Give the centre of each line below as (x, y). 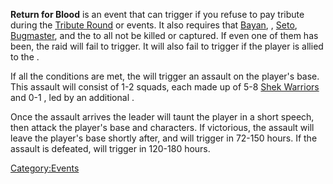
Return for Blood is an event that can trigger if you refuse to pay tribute (157, 14)
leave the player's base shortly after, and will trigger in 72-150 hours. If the (164, 138)
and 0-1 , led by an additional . (72, 97)
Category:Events (45, 168)
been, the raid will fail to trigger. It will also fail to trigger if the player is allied (167, 46)
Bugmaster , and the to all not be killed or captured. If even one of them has (164, 35)
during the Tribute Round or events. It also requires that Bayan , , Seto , (154, 25)
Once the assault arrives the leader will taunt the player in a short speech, (162, 117)
